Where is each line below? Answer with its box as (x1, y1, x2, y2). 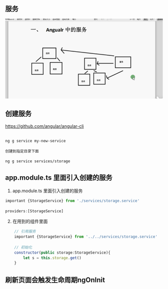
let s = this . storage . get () (23, 255, 81, 261)
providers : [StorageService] (5, 209, 64, 214)
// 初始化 (14, 245, 32, 250)
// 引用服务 (14, 229, 36, 234)
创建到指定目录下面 (5, 149, 39, 154)
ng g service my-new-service (5, 138, 66, 143)
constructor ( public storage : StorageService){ (14, 250, 111, 255)
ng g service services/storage (5, 159, 70, 164)
